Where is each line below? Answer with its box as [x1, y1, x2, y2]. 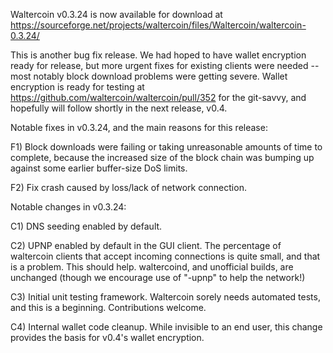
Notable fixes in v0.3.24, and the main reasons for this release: [10, 122, 268, 133]
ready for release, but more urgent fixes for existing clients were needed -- [10, 60, 320, 71]
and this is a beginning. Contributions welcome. [10, 302, 207, 313]
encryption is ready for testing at [10, 81, 145, 93]
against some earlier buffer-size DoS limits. [10, 162, 188, 174]
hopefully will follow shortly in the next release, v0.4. [10, 102, 228, 114]
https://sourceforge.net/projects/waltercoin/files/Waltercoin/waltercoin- [10, 19, 307, 31]
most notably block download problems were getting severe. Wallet [10, 70, 288, 82]
